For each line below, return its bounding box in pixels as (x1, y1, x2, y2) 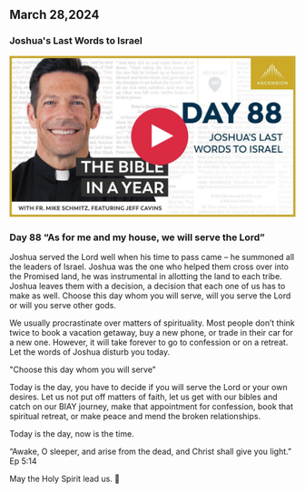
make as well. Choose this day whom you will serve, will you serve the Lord (9, 290, 291, 301)
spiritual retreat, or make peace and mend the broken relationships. (9, 411, 261, 422)
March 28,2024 (9, 7, 100, 23)
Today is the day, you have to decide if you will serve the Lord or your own (9, 382, 288, 393)
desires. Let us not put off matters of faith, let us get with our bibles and (9, 391, 279, 403)
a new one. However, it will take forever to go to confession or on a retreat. (9, 337, 289, 348)
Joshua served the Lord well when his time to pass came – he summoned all (9, 252, 295, 263)
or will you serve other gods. (9, 300, 116, 311)
